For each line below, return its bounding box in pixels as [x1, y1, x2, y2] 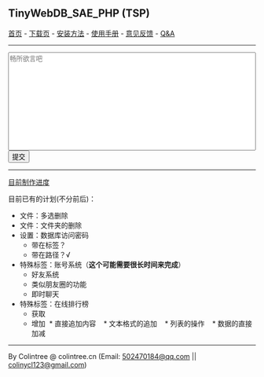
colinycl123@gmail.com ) [8, 360, 87, 369]
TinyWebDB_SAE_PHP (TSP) [8, 7, 151, 20]
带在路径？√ [31, 250, 71, 259]
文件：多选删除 [19, 210, 68, 220]
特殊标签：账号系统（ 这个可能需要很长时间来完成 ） [19, 259, 185, 269]
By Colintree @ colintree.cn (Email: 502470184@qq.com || [8, 351, 197, 361]
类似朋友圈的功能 [31, 279, 87, 289]
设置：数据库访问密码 [19, 230, 89, 240]
